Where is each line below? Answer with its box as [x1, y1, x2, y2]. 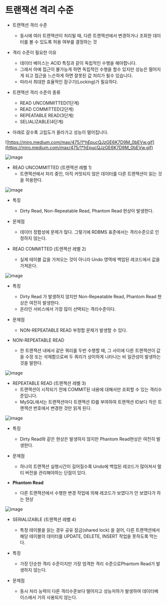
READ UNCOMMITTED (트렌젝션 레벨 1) [12, 164, 92, 170]
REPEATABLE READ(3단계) [19, 112, 74, 118]
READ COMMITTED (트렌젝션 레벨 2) [12, 245, 86, 252]
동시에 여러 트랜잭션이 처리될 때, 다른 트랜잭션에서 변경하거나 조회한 [19, 32, 152, 38]
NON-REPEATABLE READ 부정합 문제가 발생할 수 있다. [19, 327, 128, 333]
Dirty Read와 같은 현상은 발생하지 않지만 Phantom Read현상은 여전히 [19, 436, 156, 442]
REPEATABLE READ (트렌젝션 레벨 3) [12, 380, 86, 386]
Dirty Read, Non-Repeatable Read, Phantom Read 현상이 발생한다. [19, 207, 154, 213]
